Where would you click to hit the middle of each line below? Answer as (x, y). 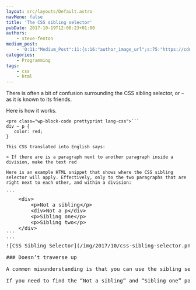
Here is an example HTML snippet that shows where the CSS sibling (90, 173)
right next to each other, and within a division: (69, 183)
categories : (20, 55)
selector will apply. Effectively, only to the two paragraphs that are (96, 178)
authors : (17, 33)
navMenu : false (24, 17)
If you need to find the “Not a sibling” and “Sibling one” (94, 281)
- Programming (34, 60)
